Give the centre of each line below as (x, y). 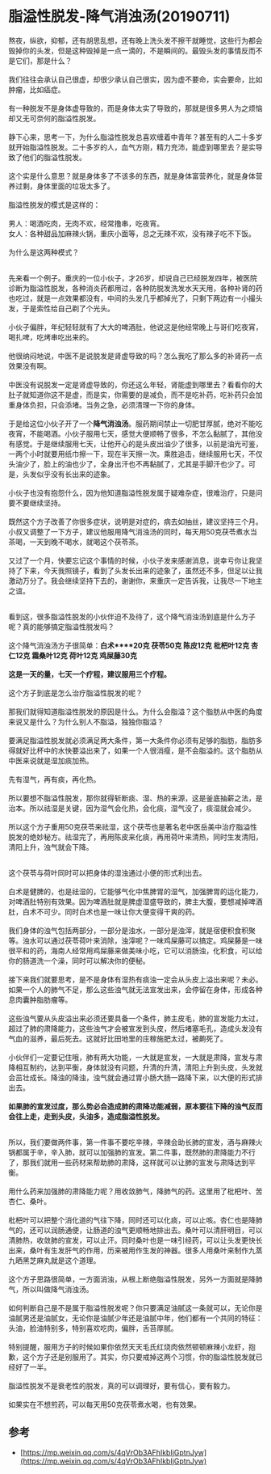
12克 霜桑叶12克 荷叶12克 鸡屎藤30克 (76, 655)
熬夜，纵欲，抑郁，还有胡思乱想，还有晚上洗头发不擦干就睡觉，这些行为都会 (135, 40)
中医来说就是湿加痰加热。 (51, 760)
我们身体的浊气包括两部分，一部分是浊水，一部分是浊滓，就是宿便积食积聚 (132, 930)
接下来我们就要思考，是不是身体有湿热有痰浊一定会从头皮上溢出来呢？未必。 (135, 979)
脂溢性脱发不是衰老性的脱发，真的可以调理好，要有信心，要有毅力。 (121, 1385)
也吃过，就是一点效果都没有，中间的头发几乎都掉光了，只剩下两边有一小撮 (132, 298)
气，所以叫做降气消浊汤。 (51, 1289)
